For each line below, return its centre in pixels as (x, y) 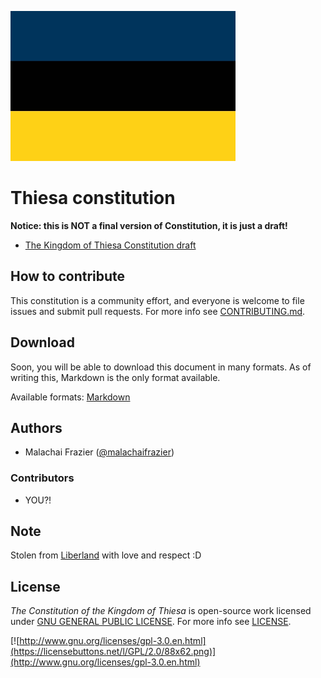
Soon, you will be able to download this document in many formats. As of (161, 367)
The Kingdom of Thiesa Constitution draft (110, 245)
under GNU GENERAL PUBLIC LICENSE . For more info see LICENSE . (151, 622)
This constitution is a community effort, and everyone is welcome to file (157, 300)
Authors (36, 427)
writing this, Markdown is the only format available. (115, 377)
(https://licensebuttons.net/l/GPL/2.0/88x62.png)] (113, 652)
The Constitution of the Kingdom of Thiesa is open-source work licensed (161, 611)
